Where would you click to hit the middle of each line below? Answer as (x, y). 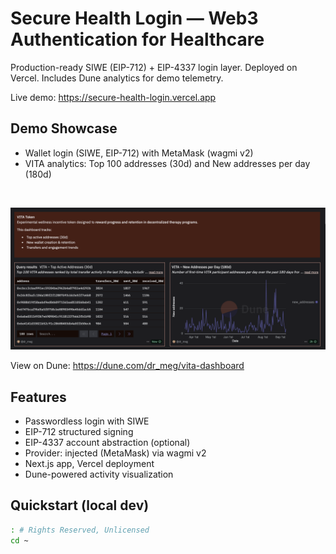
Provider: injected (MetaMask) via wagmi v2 (115, 453)
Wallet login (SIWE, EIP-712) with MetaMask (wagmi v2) (139, 153)
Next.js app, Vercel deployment (89, 463)
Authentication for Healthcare (137, 39)
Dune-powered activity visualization (99, 474)
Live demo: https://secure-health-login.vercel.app (113, 97)
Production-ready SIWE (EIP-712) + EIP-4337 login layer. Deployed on (154, 67)
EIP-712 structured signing (79, 431)
